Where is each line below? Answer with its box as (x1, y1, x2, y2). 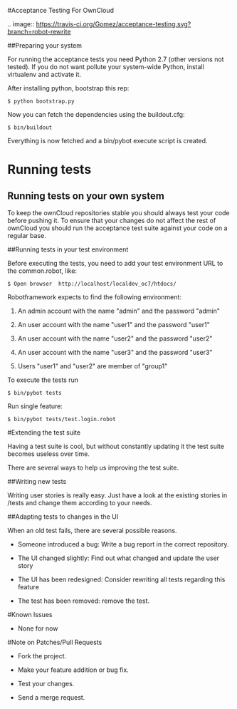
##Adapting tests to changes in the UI (7, 512, 119, 521)
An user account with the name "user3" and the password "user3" (17, 348, 213, 356)
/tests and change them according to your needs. (7, 499, 152, 507)
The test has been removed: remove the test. (17, 596, 150, 605)
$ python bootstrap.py (7, 98, 75, 105)
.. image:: (7, 20, 35, 28)
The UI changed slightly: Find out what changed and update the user (17, 554, 219, 562)
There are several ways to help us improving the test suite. (7, 463, 179, 472)
